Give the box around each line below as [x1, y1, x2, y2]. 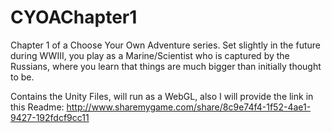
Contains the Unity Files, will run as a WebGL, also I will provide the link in [10, 90, 314, 102]
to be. [10, 71, 35, 83]
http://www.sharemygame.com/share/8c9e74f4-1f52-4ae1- [66, 101, 312, 113]
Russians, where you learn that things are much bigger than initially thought [10, 60, 322, 72]
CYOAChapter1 [10, 6, 138, 29]
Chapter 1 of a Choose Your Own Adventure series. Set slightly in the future [10, 39, 321, 51]
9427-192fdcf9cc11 [10, 111, 90, 123]
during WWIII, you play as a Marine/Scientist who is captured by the [10, 49, 290, 61]
